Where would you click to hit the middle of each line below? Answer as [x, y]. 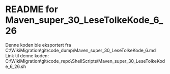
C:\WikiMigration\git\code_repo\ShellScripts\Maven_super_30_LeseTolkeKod [85, 61]
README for [32, 9]
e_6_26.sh [16, 66]
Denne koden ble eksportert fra [38, 45]
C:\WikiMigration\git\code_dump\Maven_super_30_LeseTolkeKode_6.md [81, 50]
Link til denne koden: [27, 55]
